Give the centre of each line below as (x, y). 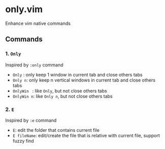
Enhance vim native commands (38, 23)
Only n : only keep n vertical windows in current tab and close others (84, 80)
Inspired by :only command (34, 65)
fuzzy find (23, 141)
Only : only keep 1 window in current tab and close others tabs (78, 74)
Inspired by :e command (31, 120)
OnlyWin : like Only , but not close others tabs (60, 91)
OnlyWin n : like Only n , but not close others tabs (62, 96)
